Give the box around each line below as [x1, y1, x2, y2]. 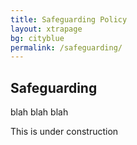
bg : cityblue [10, 33, 65, 43]
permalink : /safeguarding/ [10, 42, 123, 53]
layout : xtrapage [10, 24, 83, 34]
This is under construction [10, 126, 119, 138]
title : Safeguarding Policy [10, 14, 128, 25]
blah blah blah [10, 106, 69, 118]
